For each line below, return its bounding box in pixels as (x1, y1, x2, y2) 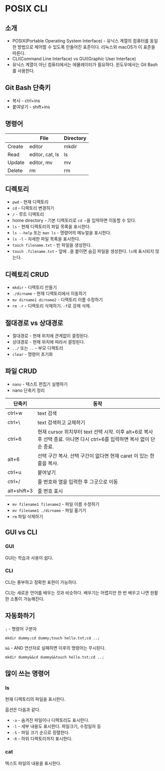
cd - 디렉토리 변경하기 (12, 205, 55, 211)
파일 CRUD (5, 367, 37, 376)
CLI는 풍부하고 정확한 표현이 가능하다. (5, 579, 78, 585)
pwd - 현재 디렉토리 (12, 199, 49, 205)
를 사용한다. (12, 68, 35, 74)
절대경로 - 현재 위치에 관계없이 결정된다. (12, 333, 89, 339)
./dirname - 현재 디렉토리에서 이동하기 (12, 291, 87, 297)
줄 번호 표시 (37, 487, 63, 494)
